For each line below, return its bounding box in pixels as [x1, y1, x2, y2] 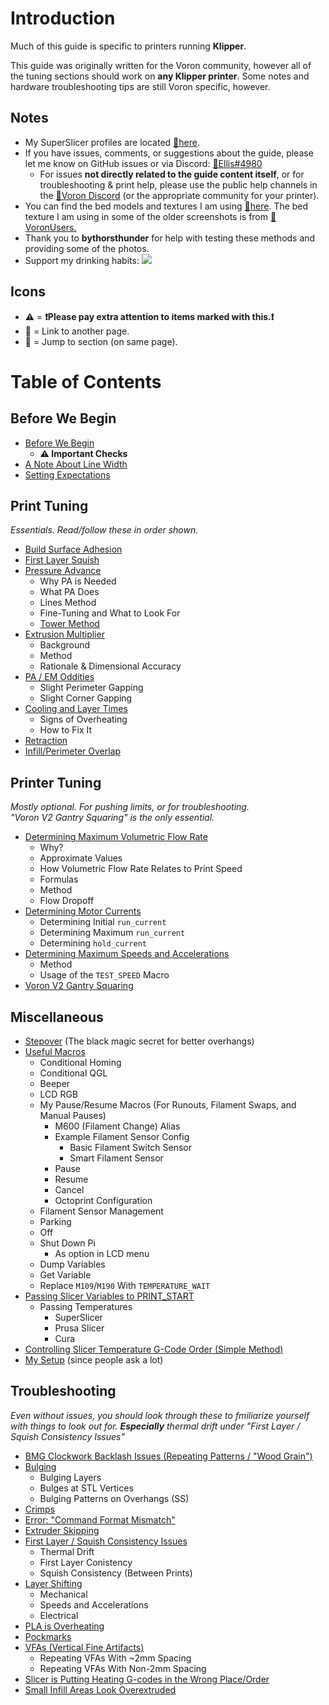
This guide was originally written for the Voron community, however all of [10, 59, 312, 71]
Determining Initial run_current [39, 916, 167, 928]
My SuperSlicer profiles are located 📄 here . [24, 136, 200, 148]
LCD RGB [39, 1088, 78, 1100]
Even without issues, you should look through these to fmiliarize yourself [10, 1409, 310, 1421]
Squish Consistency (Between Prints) [39, 1567, 193, 1579]
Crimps [24, 1503, 56, 1515]
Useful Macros [24, 1046, 86, 1057]
